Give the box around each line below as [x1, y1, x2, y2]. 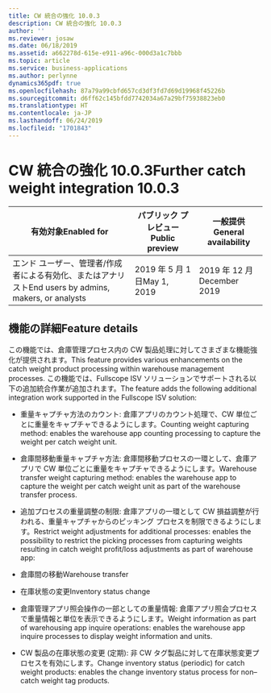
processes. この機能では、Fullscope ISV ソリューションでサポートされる [8, 373, 250, 383]
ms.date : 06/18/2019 [8, 42, 78, 50]
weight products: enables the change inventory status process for [19, 666, 240, 677]
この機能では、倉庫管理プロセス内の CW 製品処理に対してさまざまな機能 [8, 344, 251, 355]
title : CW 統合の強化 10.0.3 [8, 11, 101, 20]
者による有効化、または [12, 269, 102, 280]
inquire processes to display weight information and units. [19, 631, 213, 641]
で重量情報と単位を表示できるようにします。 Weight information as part [19, 613, 256, 623]
